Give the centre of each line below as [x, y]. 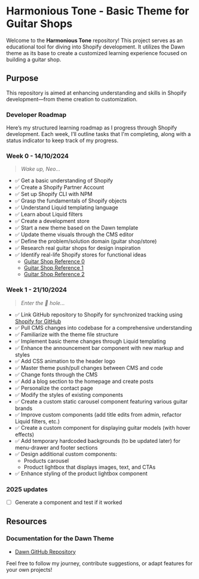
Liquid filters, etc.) [37, 421]
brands [24, 408]
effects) [25, 434]
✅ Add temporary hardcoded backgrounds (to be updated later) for [97, 441]
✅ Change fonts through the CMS [56, 374]
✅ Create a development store [52, 221]
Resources [27, 522]
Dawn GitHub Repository [45, 551]
